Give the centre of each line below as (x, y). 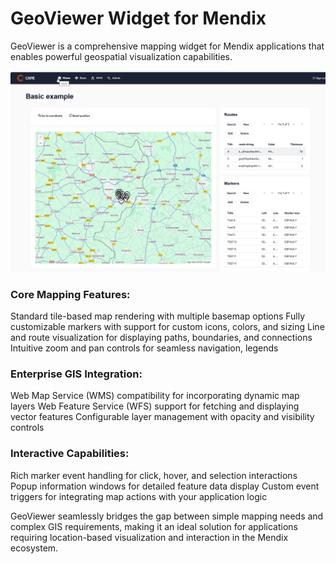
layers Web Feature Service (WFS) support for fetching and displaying (155, 406)
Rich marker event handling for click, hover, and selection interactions (154, 475)
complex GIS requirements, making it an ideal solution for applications (154, 526)
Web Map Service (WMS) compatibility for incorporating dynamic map (155, 396)
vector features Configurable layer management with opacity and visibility (162, 417)
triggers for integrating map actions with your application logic (139, 496)
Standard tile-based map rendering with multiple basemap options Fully (158, 316)
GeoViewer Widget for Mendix (138, 18)
